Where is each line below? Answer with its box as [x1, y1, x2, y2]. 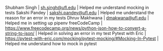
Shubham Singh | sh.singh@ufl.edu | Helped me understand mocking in [5, 5, 149, 10]
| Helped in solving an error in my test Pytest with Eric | [35, 31, 146, 36]
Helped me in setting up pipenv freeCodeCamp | [5, 20, 102, 26]
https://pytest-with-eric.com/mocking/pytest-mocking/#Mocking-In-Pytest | [5, 35, 159, 41]
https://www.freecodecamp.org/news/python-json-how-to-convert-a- [5, 25, 147, 31]
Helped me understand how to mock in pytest [5, 41, 97, 46]
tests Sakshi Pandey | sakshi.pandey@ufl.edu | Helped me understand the [5, 10, 155, 16]
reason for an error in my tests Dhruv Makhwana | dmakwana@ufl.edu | [5, 15, 149, 20]
